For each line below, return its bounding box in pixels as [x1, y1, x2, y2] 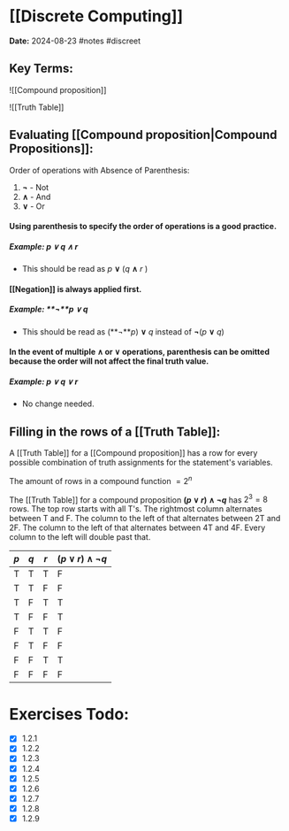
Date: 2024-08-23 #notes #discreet [9, 35, 141, 46]
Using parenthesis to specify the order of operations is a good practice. [9, 221, 277, 232]
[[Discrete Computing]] [9, 6, 184, 27]
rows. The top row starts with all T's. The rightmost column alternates [9, 504, 262, 514]
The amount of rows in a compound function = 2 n [9, 474, 193, 486]
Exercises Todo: [9, 704, 130, 724]
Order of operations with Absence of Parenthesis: [9, 165, 190, 175]
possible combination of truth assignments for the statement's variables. [9, 458, 273, 468]
